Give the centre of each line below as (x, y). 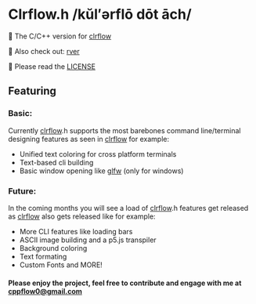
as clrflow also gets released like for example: (82, 216)
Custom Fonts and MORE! (61, 265)
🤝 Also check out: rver (44, 51)
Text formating (43, 256)
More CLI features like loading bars (76, 231)
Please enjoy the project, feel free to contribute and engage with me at (125, 283)
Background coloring (53, 248)
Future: (22, 191)
